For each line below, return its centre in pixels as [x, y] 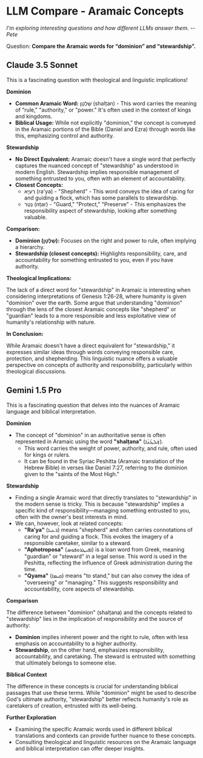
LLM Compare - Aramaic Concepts [95, 11]
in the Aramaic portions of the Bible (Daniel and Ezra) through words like [105, 129]
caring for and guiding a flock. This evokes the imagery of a [99, 536]
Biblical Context [27, 674]
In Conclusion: [25, 334]
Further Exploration [31, 717]
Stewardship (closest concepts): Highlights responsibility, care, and [101, 253]
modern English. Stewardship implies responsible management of [97, 172]
